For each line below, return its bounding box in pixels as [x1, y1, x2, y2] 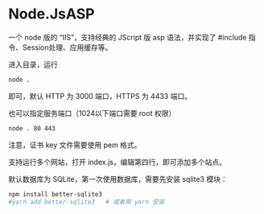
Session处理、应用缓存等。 [22, 42, 113, 52]
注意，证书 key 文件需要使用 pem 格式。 [8, 140, 142, 150]
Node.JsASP [8, 5, 95, 23]
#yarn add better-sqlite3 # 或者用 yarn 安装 [8, 198, 165, 206]
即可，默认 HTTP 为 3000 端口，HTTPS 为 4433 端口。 [8, 91, 192, 101]
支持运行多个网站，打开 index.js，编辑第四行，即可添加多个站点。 [8, 157, 227, 167]
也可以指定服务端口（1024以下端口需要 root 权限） [8, 108, 176, 117]
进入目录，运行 [8, 60, 58, 69]
